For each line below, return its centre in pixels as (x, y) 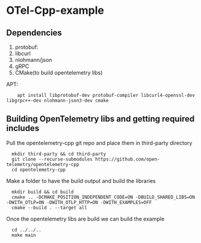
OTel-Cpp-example (55, 11)
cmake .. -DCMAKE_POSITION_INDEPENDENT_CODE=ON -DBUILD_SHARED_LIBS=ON (104, 197)
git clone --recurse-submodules (52, 159)
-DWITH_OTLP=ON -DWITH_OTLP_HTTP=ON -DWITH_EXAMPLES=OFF (79, 202)
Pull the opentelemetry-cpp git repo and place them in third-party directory (99, 143)
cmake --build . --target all (49, 208)
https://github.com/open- (128, 159)
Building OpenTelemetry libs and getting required (100, 119)
